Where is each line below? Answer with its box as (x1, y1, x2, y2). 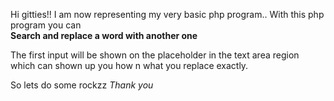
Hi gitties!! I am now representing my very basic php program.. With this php (10, 9, 325, 20)
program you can (10, 19, 82, 31)
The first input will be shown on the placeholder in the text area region (10, 49, 300, 61)
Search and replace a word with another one (10, 30, 198, 41)
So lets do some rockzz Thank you (10, 79, 154, 91)
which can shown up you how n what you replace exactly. (10, 60, 249, 71)
